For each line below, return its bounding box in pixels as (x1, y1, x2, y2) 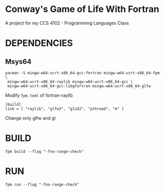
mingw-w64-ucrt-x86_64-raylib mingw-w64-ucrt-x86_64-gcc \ (7, 79, 133, 84)
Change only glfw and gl (5, 115, 56, 121)
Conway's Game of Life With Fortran (5, 3, 159, 15)
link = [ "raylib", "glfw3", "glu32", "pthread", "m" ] (5, 106, 124, 111)
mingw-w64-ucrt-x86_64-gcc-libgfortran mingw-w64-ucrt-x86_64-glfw (7, 83, 151, 88)
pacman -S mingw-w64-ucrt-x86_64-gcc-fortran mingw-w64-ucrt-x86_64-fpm (5, 70, 160, 75)
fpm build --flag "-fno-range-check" (5, 149, 84, 154)
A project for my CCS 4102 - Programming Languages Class (5, 20, 129, 26)
